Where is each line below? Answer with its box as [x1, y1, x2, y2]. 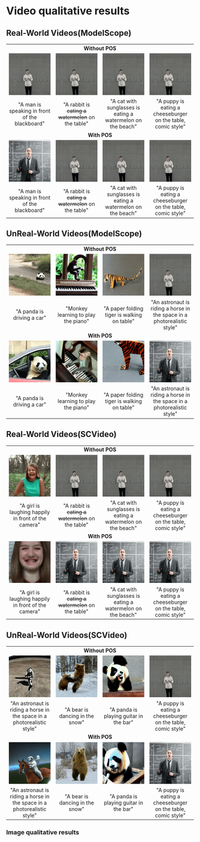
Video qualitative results [6, 4, 130, 18]
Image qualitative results [6, 828, 80, 837]
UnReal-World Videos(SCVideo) [6, 630, 127, 640]
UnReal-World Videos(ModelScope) [6, 228, 142, 239]
